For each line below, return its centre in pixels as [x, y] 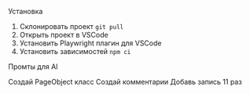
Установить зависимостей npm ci [75, 51]
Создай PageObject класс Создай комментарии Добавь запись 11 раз [125, 82]
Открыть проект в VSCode [64, 35]
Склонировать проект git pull [72, 26]
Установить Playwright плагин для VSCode [90, 43]
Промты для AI [33, 67]
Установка [26, 11]
